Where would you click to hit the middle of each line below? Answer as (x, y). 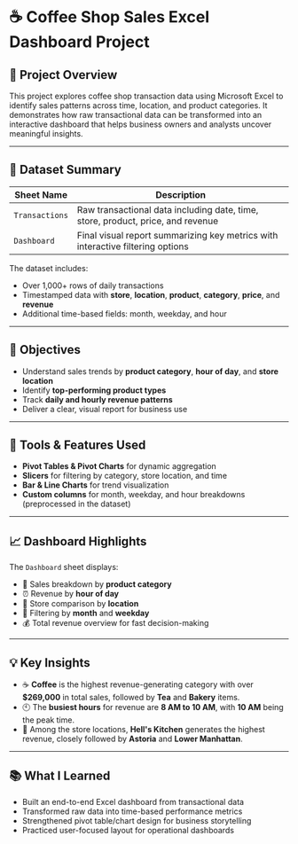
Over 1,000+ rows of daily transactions (93, 285)
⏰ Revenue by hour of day (71, 594)
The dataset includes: (49, 268)
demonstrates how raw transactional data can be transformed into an (136, 115)
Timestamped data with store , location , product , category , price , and (151, 294)
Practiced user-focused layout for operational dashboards (128, 830)
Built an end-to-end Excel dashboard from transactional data (133, 801)
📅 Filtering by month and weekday (86, 613)
